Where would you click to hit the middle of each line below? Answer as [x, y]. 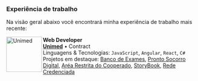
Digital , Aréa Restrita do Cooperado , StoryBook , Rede [110, 65]
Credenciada [59, 72]
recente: [17, 28]
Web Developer [63, 40]
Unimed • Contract [67, 46]
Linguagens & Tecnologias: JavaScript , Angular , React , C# [114, 53]
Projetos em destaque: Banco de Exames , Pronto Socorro [114, 59]
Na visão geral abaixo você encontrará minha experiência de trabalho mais [99, 22]
